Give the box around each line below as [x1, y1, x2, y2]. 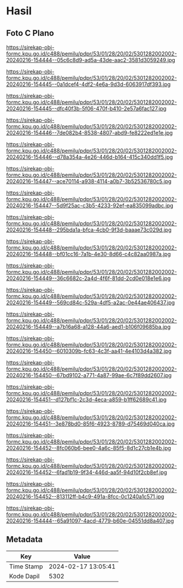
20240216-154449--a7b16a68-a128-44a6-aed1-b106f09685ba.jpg [6, 324, 171, 330]
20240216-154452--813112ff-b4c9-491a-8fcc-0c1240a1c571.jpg [6, 493, 165, 500]
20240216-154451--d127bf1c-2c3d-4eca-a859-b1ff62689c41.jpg [6, 396, 167, 403]
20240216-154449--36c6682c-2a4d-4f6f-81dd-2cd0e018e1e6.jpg [6, 275, 171, 282]
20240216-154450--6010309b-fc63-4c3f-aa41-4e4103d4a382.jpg [6, 347, 172, 355]
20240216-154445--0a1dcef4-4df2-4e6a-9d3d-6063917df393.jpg [6, 81, 171, 88]
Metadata [6, 534, 43, 544]
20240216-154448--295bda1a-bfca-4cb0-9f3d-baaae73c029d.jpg [6, 226, 172, 233]
